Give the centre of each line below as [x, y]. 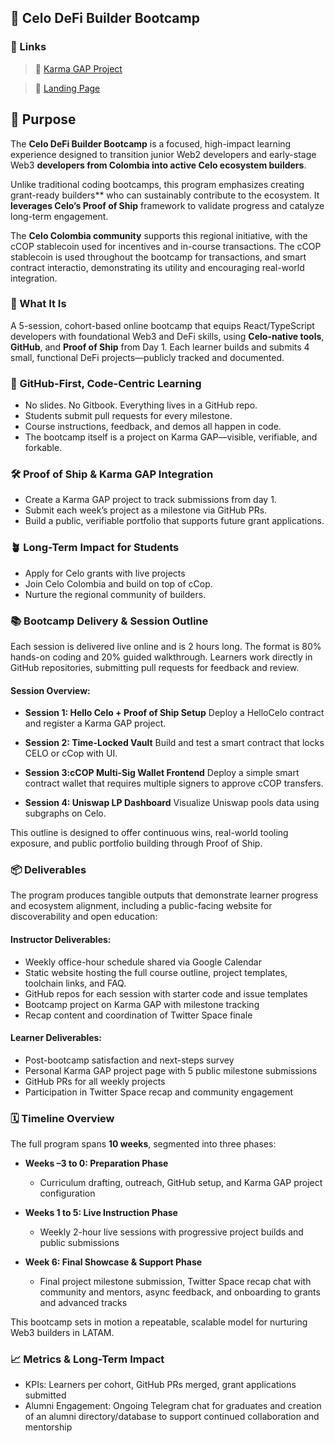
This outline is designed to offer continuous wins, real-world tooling [149, 833]
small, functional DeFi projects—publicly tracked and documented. [147, 357]
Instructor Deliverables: [61, 940]
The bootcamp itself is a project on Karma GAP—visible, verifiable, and [171, 437]
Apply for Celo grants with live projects [105, 573]
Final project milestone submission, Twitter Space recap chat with [175, 1282]
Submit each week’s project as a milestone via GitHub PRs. [146, 510]
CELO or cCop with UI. [71, 753]
